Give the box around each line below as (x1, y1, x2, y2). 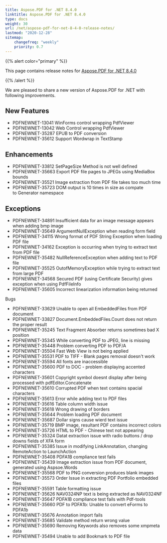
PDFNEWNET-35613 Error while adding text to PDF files (12, 396, 127, 402)
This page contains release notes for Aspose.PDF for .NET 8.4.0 (5, 68, 137, 74)
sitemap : (5, 35, 23, 40)
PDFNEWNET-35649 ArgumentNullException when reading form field (12, 228, 156, 234)
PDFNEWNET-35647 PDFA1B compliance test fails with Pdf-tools (12, 496, 146, 502)
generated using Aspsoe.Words (12, 464, 78, 471)
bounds (12, 174, 28, 180)
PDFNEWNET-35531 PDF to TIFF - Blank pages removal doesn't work (12, 353, 156, 359)
